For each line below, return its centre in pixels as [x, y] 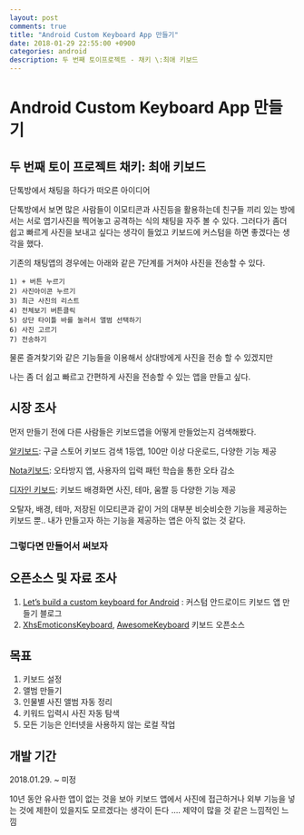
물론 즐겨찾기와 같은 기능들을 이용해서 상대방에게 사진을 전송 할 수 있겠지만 [142, 358]
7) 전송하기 [28, 339]
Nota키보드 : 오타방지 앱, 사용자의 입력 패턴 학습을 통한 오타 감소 [122, 470]
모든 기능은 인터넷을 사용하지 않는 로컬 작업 [99, 725]
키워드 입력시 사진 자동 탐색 [71, 713]
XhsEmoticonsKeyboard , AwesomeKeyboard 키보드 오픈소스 [133, 624]
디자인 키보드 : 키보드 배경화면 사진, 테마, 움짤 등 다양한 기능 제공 [123, 489]
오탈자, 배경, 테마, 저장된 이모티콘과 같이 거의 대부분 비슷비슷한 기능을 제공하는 [148, 508]
